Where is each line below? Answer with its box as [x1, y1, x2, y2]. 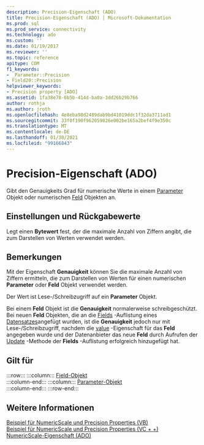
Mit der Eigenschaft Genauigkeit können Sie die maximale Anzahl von [6, 268, 183, 276]
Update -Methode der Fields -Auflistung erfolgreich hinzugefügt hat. [6, 338, 180, 345]
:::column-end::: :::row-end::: [6, 385, 79, 392]
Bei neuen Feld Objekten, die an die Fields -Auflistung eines [6, 311, 157, 319]
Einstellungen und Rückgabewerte [6, 211, 141, 222]
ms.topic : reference [6, 55, 59, 61]
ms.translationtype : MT [6, 123, 67, 130]
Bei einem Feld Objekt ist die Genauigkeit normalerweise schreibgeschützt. [6, 305, 197, 312]
